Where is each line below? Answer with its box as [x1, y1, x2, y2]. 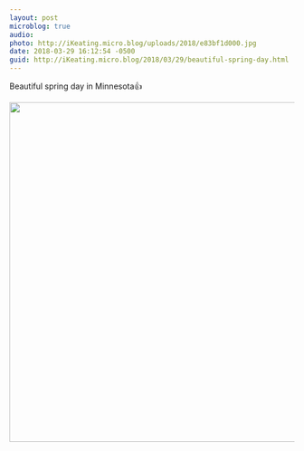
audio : [9, 30, 34, 39]
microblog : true [9, 22, 71, 31]
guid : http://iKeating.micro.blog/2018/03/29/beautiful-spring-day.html [9, 55, 290, 64]
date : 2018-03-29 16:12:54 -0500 [9, 47, 136, 56]
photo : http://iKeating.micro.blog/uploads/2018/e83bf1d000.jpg [9, 38, 257, 48]
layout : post [9, 13, 59, 23]
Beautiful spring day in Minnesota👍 [9, 81, 143, 91]
